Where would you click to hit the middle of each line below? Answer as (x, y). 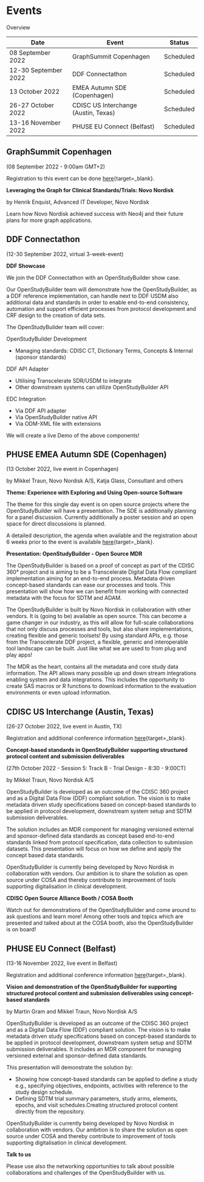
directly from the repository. (50, 1111)
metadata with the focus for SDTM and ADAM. (64, 598)
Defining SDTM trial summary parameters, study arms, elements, (96, 1098)
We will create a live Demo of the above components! (73, 435)
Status (179, 42)
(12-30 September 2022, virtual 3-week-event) (65, 254)
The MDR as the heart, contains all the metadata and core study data (93, 667)
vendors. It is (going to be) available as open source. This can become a (97, 616)
